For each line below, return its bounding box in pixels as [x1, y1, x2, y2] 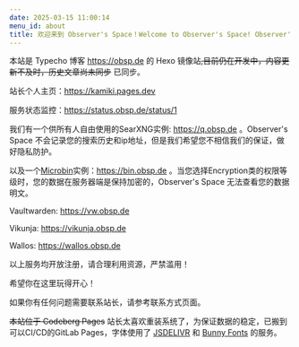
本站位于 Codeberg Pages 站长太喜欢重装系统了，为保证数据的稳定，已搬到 [9, 316, 288, 327]
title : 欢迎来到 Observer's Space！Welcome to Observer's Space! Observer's [9, 30, 295, 39]
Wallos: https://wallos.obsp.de [9, 240, 121, 251]
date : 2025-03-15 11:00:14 [9, 13, 110, 22]
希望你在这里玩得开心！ [9, 278, 96, 289]
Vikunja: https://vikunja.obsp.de [9, 223, 127, 234]
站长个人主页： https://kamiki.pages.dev [9, 86, 156, 97]
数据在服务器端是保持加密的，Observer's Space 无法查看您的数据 [47, 177, 290, 187]
